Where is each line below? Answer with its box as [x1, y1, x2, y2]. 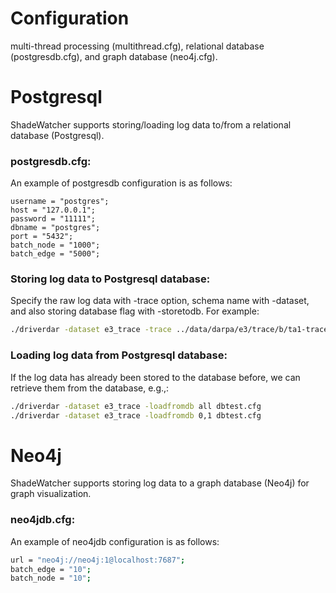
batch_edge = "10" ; [10, 564, 92, 574]
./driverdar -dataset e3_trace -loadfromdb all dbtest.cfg [10, 401, 262, 411]
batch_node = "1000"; [10, 240, 101, 251]
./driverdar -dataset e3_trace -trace [10, 325, 172, 335]
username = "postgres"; [10, 197, 110, 207]
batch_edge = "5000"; [10, 249, 101, 259]
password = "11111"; [10, 214, 97, 224]
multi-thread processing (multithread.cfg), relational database [10, 40, 265, 52]
